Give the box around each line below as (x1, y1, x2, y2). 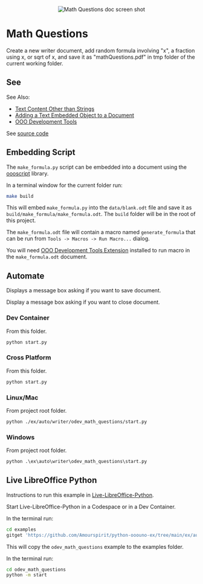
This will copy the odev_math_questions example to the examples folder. (6, 543, 184, 550)
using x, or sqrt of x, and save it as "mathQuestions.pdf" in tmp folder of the (6, 53, 195, 61)
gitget (6, 532, 23, 538)
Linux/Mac (6, 393, 39, 402)
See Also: (6, 93, 30, 100)
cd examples (6, 527, 36, 533)
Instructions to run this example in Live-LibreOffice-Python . (6, 491, 154, 499)
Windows (6, 433, 35, 441)
